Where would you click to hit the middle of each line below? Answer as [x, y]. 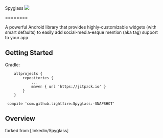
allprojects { [28, 73]
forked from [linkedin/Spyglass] [37, 130]
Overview [20, 119]
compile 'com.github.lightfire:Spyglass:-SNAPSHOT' [61, 103]
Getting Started [29, 53]
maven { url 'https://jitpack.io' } [69, 86]
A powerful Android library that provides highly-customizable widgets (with [81, 27]
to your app [17, 37]
